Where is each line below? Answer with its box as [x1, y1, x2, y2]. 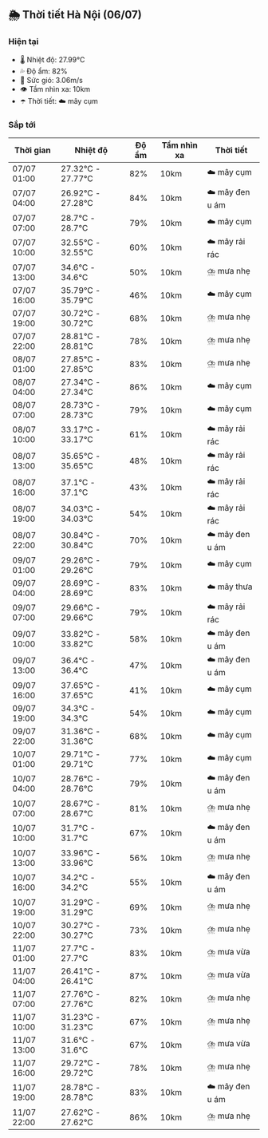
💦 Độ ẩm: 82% [19, 66, 68, 76]
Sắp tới [8, 119, 36, 130]
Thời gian [14, 144, 52, 156]
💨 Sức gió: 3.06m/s [19, 75, 84, 85]
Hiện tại [8, 36, 39, 47]
